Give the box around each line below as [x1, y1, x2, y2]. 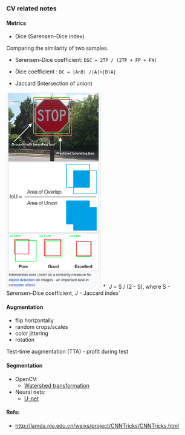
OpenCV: [15, 375, 38, 383]
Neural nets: [15, 388, 46, 396]
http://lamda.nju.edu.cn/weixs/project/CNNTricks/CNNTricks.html [15, 422, 180, 429]
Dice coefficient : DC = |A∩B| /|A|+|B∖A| [15, 68, 117, 75]
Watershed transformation [24, 382, 89, 389]
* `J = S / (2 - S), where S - [102, 283, 170, 291]
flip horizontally [15, 317, 54, 324]
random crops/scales [15, 323, 68, 331]
